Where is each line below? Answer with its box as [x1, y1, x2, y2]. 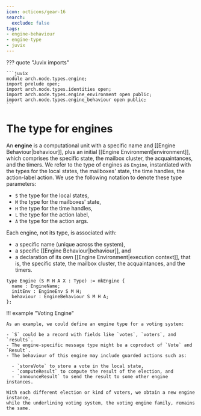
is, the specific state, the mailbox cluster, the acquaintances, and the [14, 260, 185, 267]
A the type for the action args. [14, 217, 88, 224]
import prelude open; [6, 81, 61, 87]
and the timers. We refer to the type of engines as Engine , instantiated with [6, 161, 191, 168]
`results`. [6, 337, 34, 343]
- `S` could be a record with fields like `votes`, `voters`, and [6, 331, 176, 337]
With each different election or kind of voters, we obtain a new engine [6, 389, 196, 396]
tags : [6, 25, 20, 32]
